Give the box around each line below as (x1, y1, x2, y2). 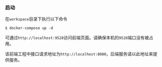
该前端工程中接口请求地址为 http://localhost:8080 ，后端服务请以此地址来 (5, 51, 153, 57)
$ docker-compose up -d (5, 26, 54, 31)
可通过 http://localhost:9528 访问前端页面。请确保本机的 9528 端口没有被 (5, 35, 149, 40)
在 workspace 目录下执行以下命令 (5, 16, 68, 22)
